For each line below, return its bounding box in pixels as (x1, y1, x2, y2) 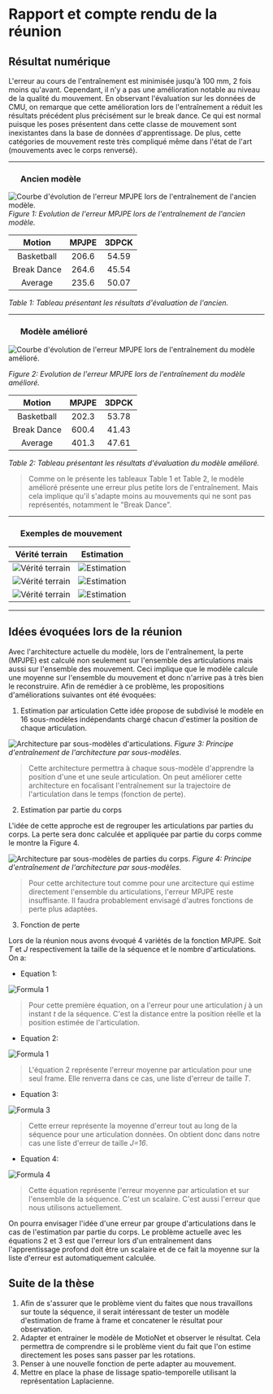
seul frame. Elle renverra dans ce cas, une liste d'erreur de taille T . (28, 1073, 251, 1083)
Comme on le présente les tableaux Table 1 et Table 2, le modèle (28, 474, 245, 483)
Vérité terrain (15, 548, 68, 560)
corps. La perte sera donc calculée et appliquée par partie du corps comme (8, 829, 262, 839)
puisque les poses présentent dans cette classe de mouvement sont (8, 120, 237, 129)
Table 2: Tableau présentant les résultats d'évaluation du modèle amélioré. (8, 457, 260, 468)
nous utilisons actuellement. (28, 1202, 123, 1213)
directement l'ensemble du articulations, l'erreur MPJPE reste (28, 886, 234, 896)
